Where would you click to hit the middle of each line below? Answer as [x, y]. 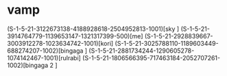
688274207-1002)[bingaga [45, 51]
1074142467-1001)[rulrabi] [44, 58]
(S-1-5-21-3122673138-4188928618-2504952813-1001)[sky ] [93, 29]
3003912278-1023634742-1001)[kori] [60, 43]
